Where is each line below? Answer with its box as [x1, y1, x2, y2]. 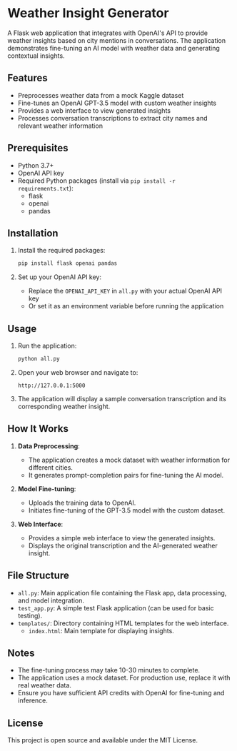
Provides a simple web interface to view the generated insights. [28, 533, 216, 542]
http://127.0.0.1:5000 [17, 382, 86, 389]
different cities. [28, 463, 74, 472]
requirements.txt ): [17, 183, 74, 192]
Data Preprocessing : [17, 441, 80, 450]
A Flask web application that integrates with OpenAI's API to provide [7, 29, 208, 37]
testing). [17, 611, 43, 620]
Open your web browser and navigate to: [17, 368, 138, 376]
